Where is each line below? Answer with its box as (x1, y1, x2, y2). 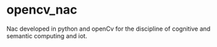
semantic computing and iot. (6, 31, 87, 40)
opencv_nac (6, 2, 77, 18)
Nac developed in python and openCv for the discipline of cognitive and (6, 25, 211, 33)
